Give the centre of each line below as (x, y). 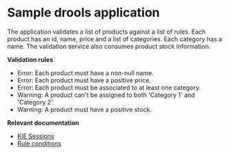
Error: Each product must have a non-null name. (85, 73)
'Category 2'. (36, 102)
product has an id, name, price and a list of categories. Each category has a (115, 38)
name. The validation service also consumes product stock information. (109, 46)
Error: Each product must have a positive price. (84, 80)
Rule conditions (39, 143)
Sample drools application (83, 13)
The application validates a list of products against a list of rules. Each (107, 32)
